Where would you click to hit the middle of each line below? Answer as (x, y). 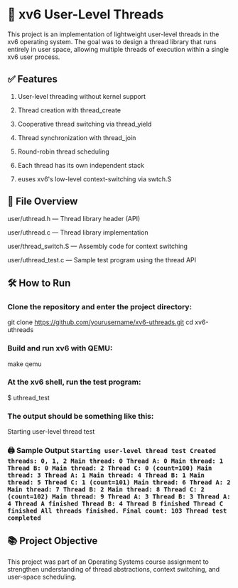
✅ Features (33, 79)
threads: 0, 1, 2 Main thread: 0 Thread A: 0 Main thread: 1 (115, 461)
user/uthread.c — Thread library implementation (78, 232)
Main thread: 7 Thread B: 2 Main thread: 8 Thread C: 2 (106, 490)
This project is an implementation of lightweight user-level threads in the (113, 34)
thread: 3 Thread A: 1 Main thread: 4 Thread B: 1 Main (106, 475)
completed (24, 518)
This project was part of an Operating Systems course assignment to (108, 562)
